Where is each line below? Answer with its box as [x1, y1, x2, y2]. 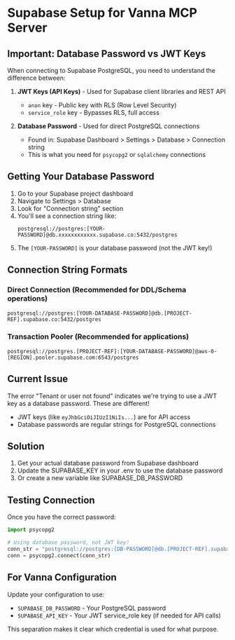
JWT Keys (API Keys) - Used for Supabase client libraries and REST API [17, 88, 226, 95]
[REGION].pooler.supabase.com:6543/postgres [7, 354, 139, 361]
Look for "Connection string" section [17, 204, 124, 212]
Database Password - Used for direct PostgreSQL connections [17, 122, 200, 130]
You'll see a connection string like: [17, 212, 117, 220]
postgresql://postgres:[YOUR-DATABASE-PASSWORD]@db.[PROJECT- [7, 310, 192, 317]
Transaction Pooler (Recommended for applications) [7, 332, 190, 341]
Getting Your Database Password [7, 170, 155, 183]
